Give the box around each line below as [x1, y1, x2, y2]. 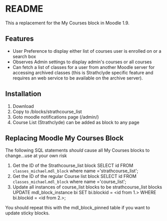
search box [12, 53, 36, 59]
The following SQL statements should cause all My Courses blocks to [5, 148, 150, 154]
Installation [5, 90, 41, 98]
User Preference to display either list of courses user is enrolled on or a [12, 48, 162, 54]
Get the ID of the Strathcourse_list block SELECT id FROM [12, 163, 134, 169]
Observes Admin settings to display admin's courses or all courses [12, 59, 152, 65]
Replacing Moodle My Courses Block [5, 134, 124, 142]
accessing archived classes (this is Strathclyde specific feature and [12, 69, 153, 76]
